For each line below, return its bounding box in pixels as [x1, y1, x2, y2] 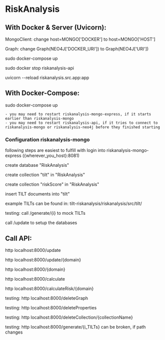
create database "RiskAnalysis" [5, 162, 69, 168]
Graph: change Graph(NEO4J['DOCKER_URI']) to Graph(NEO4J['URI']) [5, 46, 149, 51]
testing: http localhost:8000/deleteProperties [5, 304, 97, 310]
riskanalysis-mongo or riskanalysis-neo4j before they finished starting [5, 125, 161, 130]
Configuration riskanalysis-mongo [5, 136, 90, 143]
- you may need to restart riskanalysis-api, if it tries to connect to [5, 120, 158, 125]
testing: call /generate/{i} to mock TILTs [5, 210, 85, 216]
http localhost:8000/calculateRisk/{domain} [5, 286, 94, 291]
